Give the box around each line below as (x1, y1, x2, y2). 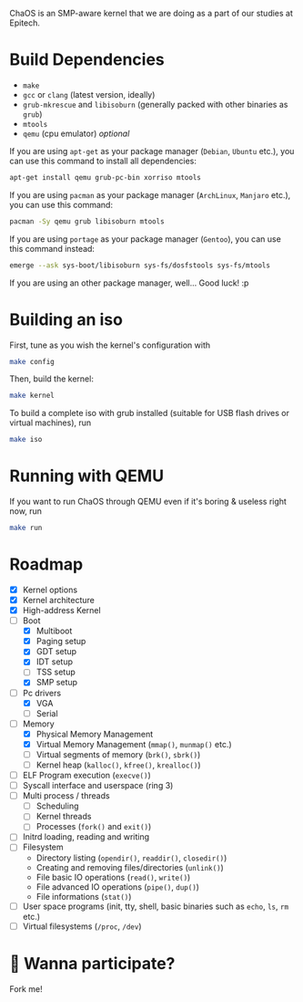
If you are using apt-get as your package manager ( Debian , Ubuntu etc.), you (9, 145, 295, 156)
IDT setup (35, 656, 73, 667)
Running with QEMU (9, 465, 165, 486)
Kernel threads (35, 811, 92, 822)
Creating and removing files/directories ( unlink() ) (35, 861, 225, 872)
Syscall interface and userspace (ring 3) (22, 780, 174, 791)
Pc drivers (22, 687, 62, 698)
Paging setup (35, 636, 86, 647)
